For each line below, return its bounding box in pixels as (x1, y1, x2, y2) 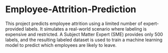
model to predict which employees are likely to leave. (5, 42, 117, 48)
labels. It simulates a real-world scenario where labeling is (25, 25, 147, 32)
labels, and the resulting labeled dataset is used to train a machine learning (5, 37, 163, 43)
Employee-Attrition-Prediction (5, 4, 136, 15)
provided (5, 25, 24, 32)
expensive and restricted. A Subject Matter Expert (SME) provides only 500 (5, 31, 163, 37)
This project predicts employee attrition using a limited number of (5, 20, 143, 26)
